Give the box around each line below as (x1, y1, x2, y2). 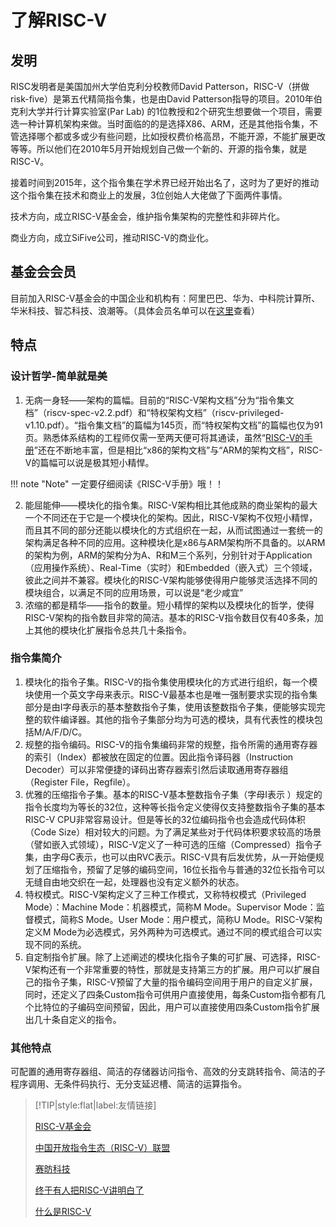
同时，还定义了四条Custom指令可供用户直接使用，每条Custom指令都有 (24, 988, 317, 1000)
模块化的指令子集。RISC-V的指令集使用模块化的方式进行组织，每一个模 (24, 676, 318, 688)
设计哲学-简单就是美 (10, 369, 108, 383)
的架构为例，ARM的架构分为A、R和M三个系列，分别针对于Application (24, 549, 313, 561)
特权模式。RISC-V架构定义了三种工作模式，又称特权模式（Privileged (24, 888, 307, 900)
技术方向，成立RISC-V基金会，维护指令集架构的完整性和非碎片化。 (10, 211, 286, 222)
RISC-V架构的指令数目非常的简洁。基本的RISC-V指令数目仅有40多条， (24, 611, 315, 623)
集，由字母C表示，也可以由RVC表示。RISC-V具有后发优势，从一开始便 (24, 851, 316, 863)
